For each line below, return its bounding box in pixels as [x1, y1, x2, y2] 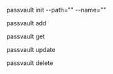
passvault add [6, 19, 47, 27]
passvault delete [6, 59, 54, 67]
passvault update [6, 46, 56, 53]
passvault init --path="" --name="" [6, 6, 107, 14]
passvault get [6, 32, 45, 40]
